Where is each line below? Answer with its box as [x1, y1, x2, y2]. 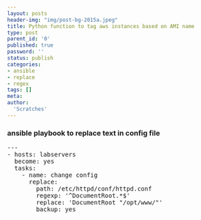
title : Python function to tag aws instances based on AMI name [7, 23, 195, 29]
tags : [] [7, 86, 32, 93]
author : [7, 99, 29, 106]
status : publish [7, 55, 54, 62]
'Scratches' [13, 106, 48, 112]
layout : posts [7, 10, 48, 17]
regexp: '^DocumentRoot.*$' [36, 192, 130, 199]
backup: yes [36, 206, 77, 213]
